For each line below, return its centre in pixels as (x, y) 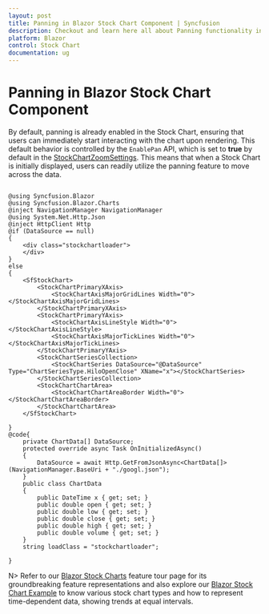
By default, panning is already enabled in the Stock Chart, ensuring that (126, 131)
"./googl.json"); (141, 470)
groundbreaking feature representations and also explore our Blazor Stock (131, 584)
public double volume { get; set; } (98, 533)
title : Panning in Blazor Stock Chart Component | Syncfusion (114, 23)
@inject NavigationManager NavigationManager (85, 210)
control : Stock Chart (44, 46)
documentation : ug (39, 53)
